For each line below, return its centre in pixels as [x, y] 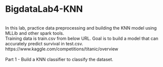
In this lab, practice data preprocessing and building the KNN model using [81, 28]
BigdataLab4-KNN [44, 9]
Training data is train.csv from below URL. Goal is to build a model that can [82, 38]
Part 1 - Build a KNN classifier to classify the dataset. [59, 59]
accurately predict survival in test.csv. [44, 43]
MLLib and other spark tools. [35, 33]
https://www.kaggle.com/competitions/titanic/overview [62, 49]
